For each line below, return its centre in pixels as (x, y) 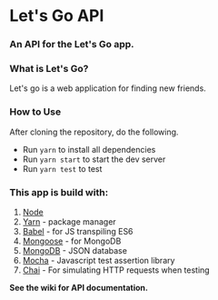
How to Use (35, 112)
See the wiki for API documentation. (79, 288)
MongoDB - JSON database (74, 250)
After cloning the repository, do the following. (94, 132)
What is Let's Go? (49, 69)
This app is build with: (59, 192)
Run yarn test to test (62, 168)
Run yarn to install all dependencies (89, 149)
